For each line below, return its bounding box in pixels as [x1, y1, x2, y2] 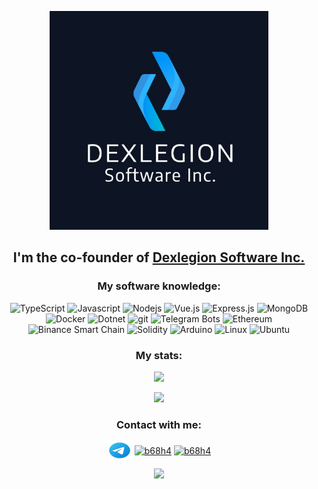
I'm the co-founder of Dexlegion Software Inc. [12, 249, 306, 266]
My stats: [135, 348, 183, 362]
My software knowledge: [97, 279, 221, 293]
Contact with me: [116, 417, 202, 431]
